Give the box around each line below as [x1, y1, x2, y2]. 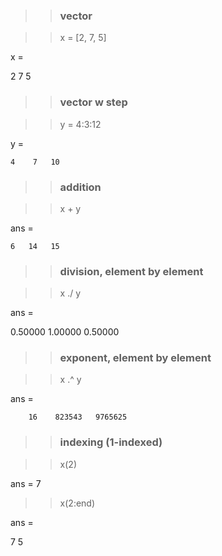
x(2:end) [59, 497, 96, 509]
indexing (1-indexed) [59, 435, 163, 449]
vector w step [59, 95, 128, 109]
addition [59, 180, 102, 194]
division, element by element [59, 264, 204, 278]
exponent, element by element [59, 351, 212, 365]
